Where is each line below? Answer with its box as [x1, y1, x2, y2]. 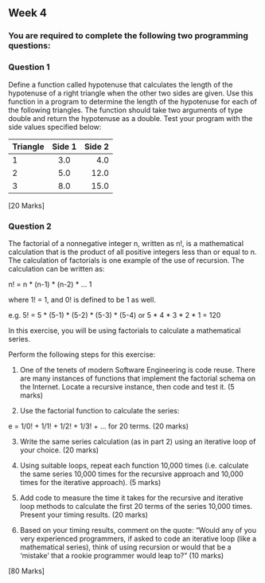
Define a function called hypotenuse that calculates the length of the [8, 80, 233, 89]
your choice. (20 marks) [19, 445, 99, 455]
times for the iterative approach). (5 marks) [19, 477, 162, 487]
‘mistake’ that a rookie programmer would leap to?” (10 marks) [19, 550, 224, 560]
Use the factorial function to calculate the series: [19, 405, 180, 415]
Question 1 [8, 61, 50, 72]
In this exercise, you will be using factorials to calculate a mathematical [8, 326, 241, 335]
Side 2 [84, 141, 110, 152]
